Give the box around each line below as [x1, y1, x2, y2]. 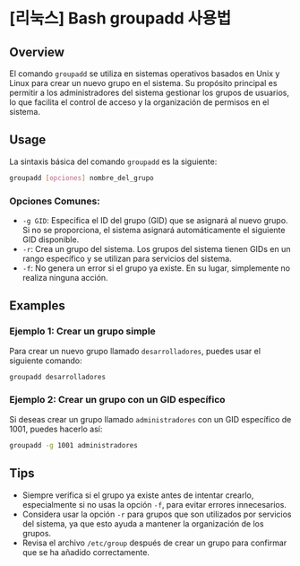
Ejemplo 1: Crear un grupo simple [9, 325, 157, 337]
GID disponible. [21, 234, 80, 245]
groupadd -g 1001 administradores [9, 440, 139, 449]
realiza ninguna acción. [21, 272, 109, 283]
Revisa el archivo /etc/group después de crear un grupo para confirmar [21, 537, 287, 548]
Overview [9, 44, 65, 59]
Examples [9, 298, 65, 314]
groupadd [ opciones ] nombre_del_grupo [9, 173, 154, 182]
